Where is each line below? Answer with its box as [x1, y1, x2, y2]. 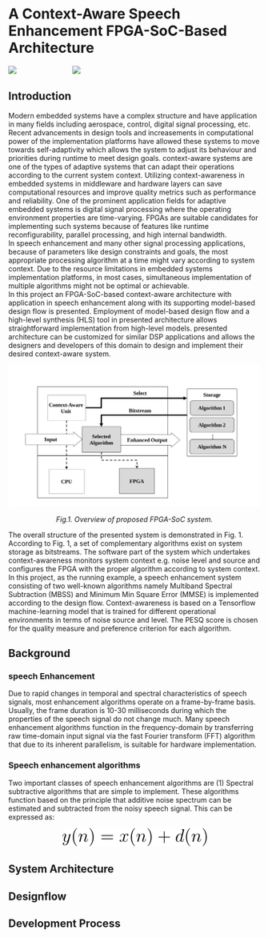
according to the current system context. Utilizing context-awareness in [8, 170, 246, 180]
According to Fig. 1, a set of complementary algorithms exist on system [8, 538, 242, 548]
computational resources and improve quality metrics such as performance [8, 187, 257, 197]
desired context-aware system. [8, 349, 111, 359]
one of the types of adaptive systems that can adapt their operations [8, 162, 234, 171]
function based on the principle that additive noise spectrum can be [8, 795, 232, 804]
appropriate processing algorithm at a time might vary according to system [8, 255, 255, 265]
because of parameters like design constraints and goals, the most [8, 247, 229, 256]
